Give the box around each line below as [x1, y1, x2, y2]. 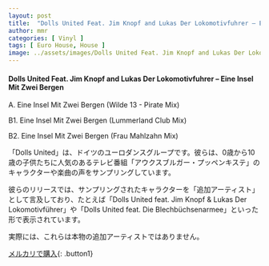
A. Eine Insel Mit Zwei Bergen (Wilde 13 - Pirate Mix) [8, 100, 180, 110]
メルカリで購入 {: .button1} [8, 249, 94, 259]
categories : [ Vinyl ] [8, 34, 84, 42]
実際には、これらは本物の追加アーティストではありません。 [8, 232, 204, 241]
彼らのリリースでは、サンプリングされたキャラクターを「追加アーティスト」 [8, 185, 259, 195]
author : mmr [8, 26, 48, 34]
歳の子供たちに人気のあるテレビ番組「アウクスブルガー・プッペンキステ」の [8, 158, 260, 167]
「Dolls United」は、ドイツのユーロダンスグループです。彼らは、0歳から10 [8, 147, 255, 157]
